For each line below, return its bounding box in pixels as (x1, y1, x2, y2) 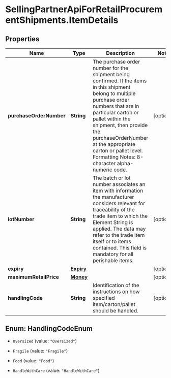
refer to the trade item (92, 232, 145, 238)
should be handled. (92, 307, 138, 314)
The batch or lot (92, 174, 131, 181)
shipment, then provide (92, 122, 148, 129)
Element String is (92, 219, 133, 226)
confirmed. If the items (92, 77, 147, 84)
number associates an (92, 181, 146, 187)
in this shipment (92, 84, 131, 90)
